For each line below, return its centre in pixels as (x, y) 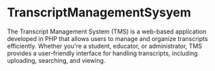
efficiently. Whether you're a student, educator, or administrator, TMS (105, 46)
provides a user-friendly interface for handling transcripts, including (102, 53)
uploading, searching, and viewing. (56, 60)
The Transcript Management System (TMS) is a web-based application (107, 31)
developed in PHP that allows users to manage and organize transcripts (107, 38)
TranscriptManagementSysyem (99, 13)
